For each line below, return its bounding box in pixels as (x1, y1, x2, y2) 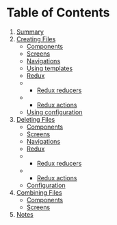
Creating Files (16, 34, 56, 43)
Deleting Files (16, 115, 55, 123)
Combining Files (16, 188, 62, 197)
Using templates (26, 64, 73, 72)
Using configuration (26, 108, 83, 116)
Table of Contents (6, 5, 110, 21)
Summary (16, 28, 44, 36)
